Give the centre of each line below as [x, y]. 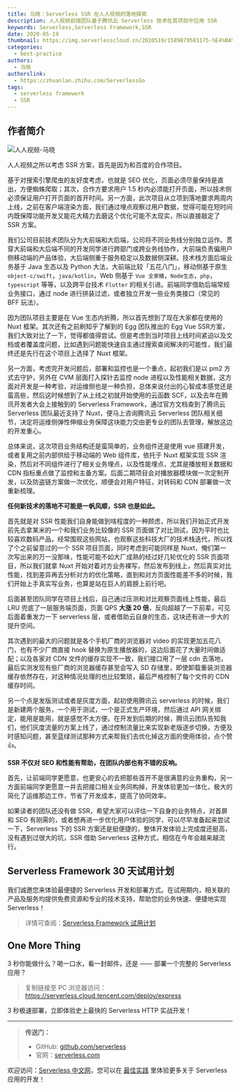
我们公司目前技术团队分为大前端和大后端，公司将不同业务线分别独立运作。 [117, 239]
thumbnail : [24, 41]
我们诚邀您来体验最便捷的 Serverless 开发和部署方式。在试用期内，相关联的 [119, 889]
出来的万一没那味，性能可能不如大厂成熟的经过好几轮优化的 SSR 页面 [121, 556]
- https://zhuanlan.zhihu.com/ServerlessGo [79, 80]
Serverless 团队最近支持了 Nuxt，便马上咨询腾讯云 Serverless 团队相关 [112, 413]
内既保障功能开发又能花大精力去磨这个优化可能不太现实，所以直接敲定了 [114, 216]
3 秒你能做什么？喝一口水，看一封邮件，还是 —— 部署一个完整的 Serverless [119, 964]
